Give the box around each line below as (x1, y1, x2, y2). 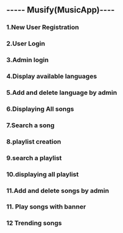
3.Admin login (6, 56, 49, 64)
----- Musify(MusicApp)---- (6, 5, 115, 15)
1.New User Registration (6, 23, 79, 32)
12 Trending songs (6, 219, 62, 228)
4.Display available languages (6, 72, 97, 81)
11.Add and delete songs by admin (6, 186, 110, 195)
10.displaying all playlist (6, 170, 79, 178)
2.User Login (6, 40, 46, 48)
